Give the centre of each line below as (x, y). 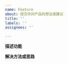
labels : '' (16, 23)
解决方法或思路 (20, 57)
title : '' (15, 18)
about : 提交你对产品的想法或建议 (34, 14)
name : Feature (19, 9)
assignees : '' (19, 28)
